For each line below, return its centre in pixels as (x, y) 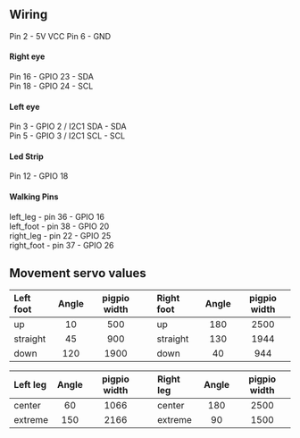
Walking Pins (34, 197)
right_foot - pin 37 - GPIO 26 (62, 245)
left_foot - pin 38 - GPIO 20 (59, 226)
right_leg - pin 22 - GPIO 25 (60, 235)
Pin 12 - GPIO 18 (39, 176)
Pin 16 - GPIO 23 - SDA (51, 77)
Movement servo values (78, 273)
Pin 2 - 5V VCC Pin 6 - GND (60, 36)
